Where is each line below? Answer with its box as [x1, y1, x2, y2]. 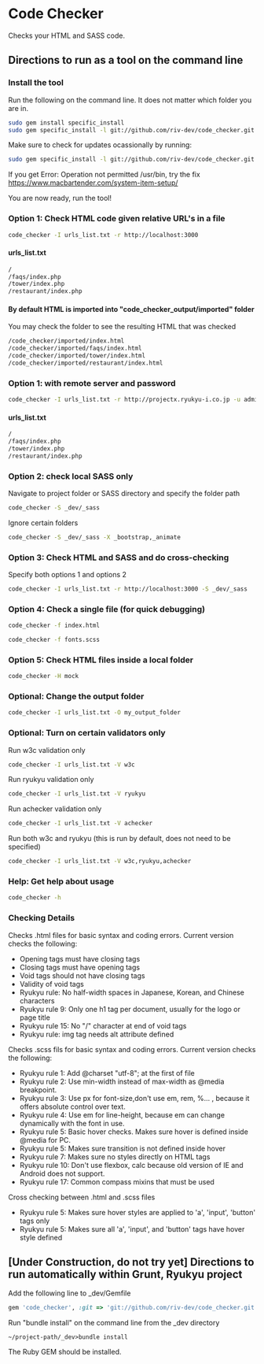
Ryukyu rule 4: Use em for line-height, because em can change [19, 1110, 225, 1119]
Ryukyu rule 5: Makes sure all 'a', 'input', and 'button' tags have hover [19, 1224, 245, 1233]
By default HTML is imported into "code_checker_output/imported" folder [8, 304, 255, 313]
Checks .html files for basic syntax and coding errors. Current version [8, 930, 234, 940]
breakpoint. [19, 1084, 57, 1095]
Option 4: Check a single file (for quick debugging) [8, 603, 206, 614]
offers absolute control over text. [19, 1102, 126, 1111]
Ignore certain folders [8, 517, 79, 528]
